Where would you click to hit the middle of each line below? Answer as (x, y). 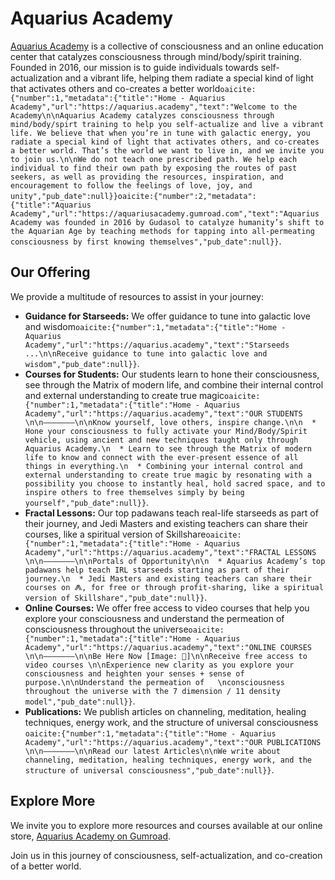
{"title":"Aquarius (51, 205)
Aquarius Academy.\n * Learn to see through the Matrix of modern (168, 448)
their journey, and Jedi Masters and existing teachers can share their (166, 523)
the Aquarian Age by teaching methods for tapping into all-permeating (162, 231)
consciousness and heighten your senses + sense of (134, 673)
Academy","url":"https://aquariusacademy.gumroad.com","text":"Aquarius (165, 213)
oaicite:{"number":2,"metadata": (187, 196)
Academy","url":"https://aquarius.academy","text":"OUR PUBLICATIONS (173, 742)
